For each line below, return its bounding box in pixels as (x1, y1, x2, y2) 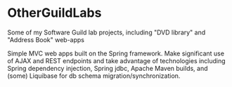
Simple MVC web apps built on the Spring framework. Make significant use (7, 49, 225, 58)
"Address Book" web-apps (7, 35, 84, 43)
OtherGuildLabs (7, 5, 102, 21)
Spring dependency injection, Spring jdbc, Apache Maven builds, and (7, 64, 209, 72)
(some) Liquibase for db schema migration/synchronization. (7, 72, 181, 80)
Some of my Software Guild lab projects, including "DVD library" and (7, 28, 206, 36)
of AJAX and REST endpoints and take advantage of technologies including (7, 56, 226, 65)
